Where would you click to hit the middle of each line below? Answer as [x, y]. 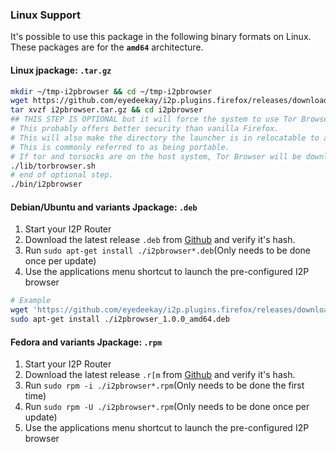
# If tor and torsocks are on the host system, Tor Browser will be [156, 156]
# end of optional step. [62, 175]
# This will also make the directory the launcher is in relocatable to [165, 138]
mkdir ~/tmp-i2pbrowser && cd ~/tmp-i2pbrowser [111, 91]
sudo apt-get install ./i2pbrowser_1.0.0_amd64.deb [120, 319]
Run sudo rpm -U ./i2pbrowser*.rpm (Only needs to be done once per [167, 407]
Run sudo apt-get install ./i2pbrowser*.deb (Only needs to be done [168, 250]
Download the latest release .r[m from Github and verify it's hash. [160, 375]
